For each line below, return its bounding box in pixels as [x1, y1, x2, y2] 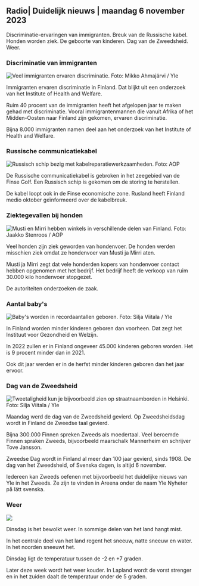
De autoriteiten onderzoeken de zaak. [6, 284, 99, 292]
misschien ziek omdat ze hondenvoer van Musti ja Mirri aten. [6, 249, 156, 256]
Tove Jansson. [6, 444, 42, 451]
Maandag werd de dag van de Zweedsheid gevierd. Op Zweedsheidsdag [6, 413, 185, 420]
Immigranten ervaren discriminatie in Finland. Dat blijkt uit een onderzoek [6, 84, 186, 91]
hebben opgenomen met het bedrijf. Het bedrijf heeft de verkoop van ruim [6, 266, 188, 274]
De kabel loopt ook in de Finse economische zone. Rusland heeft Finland [6, 190, 185, 197]
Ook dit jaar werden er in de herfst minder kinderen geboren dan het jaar [6, 361, 185, 367]
